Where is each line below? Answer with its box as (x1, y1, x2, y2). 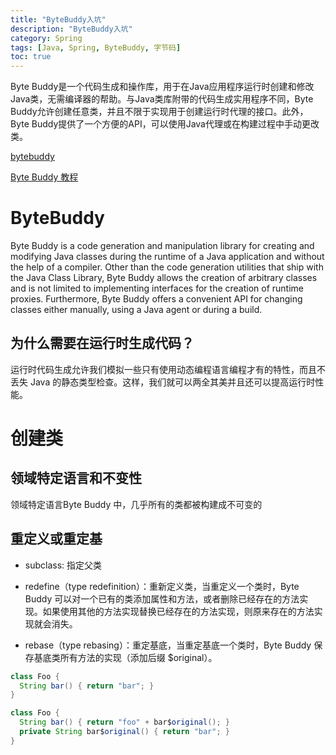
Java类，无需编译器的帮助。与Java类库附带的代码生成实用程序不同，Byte (10, 93, 314, 105)
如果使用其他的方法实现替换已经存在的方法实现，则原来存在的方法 (42, 605, 315, 617)
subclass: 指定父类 (24, 559, 103, 571)
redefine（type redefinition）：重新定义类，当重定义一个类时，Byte (24, 580, 300, 592)
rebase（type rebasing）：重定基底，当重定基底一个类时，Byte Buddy (24, 639, 312, 651)
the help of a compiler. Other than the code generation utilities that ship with (10, 261, 324, 273)
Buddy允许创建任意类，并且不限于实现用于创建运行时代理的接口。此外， (10, 106, 309, 118)
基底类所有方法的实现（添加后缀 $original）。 (33, 651, 218, 663)
